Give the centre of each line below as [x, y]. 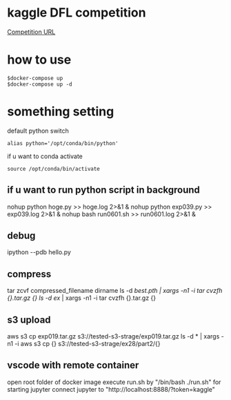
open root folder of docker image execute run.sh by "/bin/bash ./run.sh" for [114, 382]
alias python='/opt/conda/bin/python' [63, 143]
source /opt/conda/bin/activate [53, 169]
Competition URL [31, 32]
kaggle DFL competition [77, 13]
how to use [39, 60]
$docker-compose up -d [40, 84]
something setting [61, 112]
